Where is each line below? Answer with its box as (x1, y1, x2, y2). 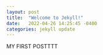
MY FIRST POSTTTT (6, 43, 58, 50)
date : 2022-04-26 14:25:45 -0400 (6, 20, 97, 26)
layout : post (6, 9, 40, 15)
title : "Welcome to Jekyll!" (6, 15, 84, 21)
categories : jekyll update (6, 26, 75, 32)
